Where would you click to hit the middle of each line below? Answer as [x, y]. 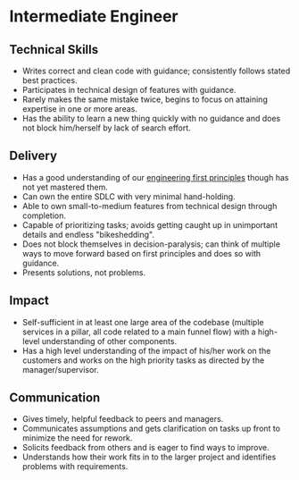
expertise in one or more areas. [80, 109]
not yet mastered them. [65, 187]
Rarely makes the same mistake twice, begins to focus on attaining [145, 99]
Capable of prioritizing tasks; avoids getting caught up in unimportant [150, 224]
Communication [55, 398]
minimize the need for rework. [77, 438]
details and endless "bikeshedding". [88, 234]
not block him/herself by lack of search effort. [107, 128]
